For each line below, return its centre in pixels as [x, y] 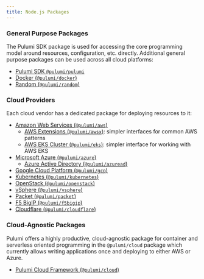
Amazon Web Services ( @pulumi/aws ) [61, 125]
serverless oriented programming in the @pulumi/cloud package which [94, 245]
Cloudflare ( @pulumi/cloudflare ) [55, 209]
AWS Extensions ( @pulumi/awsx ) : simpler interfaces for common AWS [111, 132]
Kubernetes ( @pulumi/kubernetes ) [57, 177]
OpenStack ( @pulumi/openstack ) [55, 183]
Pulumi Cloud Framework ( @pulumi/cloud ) [67, 269]
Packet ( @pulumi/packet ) [46, 196]
